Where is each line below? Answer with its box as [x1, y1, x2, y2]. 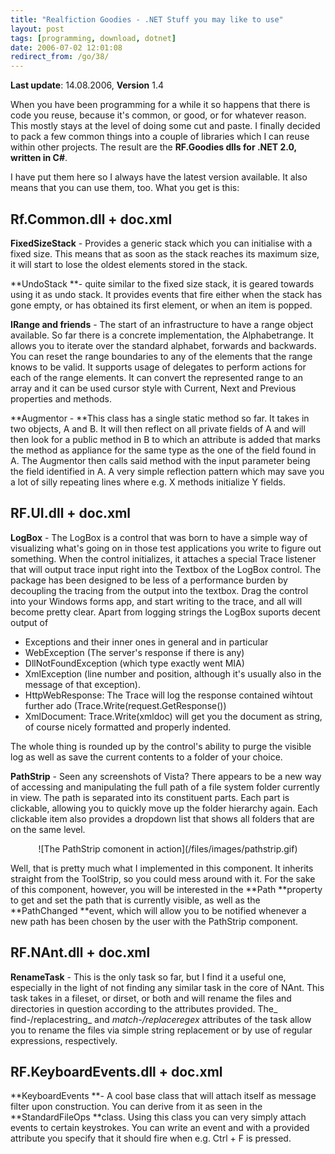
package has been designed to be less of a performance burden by [10, 574, 288, 586]
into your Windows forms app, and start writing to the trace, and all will [10, 595, 303, 607]
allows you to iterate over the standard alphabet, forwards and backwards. [10, 339, 317, 351]
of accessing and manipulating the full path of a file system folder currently [10, 781, 320, 793]
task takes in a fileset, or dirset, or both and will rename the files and [10, 992, 292, 1004]
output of [10, 616, 49, 628]
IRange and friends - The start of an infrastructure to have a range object [10, 318, 314, 330]
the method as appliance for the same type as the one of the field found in [10, 444, 317, 456]
